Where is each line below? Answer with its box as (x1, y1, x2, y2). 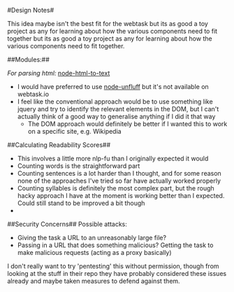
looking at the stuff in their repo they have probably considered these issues (7, 270, 227, 277)
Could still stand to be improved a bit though (17, 199, 145, 207)
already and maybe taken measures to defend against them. (7, 277, 180, 285)
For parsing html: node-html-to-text (7, 69, 110, 77)
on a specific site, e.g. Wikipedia (27, 127, 122, 135)
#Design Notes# (7, 6, 54, 14)
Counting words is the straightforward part (17, 162, 140, 170)
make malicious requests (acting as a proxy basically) (17, 249, 173, 256)
